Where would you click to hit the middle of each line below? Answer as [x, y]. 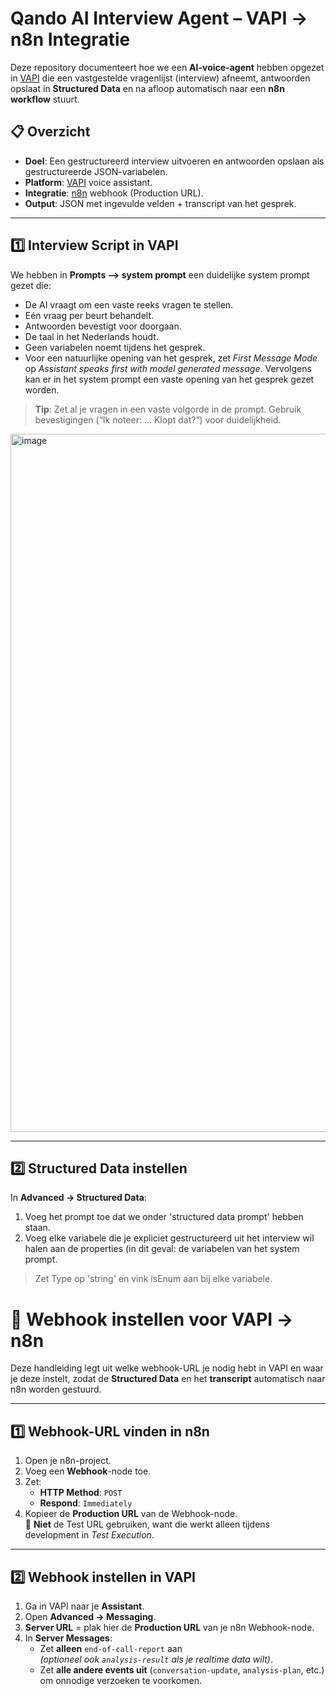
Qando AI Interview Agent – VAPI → [159, 18]
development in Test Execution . [89, 1535]
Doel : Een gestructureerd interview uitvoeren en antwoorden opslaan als [174, 161]
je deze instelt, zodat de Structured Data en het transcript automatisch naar [168, 1379]
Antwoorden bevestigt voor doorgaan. [103, 326]
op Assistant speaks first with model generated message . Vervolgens [168, 368]
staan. [37, 1228]
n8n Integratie [70, 39]
